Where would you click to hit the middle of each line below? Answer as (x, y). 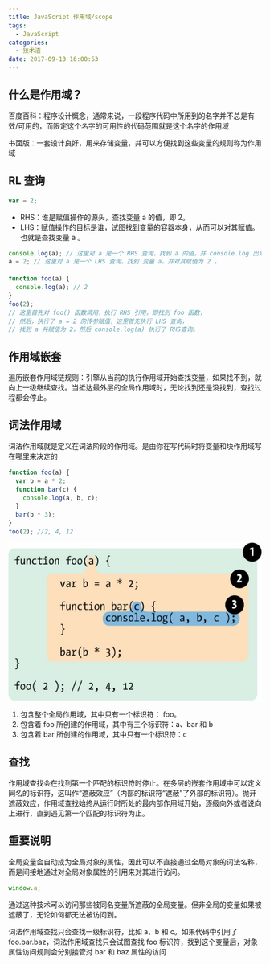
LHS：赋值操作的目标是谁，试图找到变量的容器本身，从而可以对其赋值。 (139, 227)
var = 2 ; (23, 201)
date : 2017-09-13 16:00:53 (53, 59)
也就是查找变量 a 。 (52, 237)
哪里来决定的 (36, 456)
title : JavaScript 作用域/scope (61, 17)
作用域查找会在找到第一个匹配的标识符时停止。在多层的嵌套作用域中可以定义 (135, 782)
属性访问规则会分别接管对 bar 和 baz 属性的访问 (87, 951)
